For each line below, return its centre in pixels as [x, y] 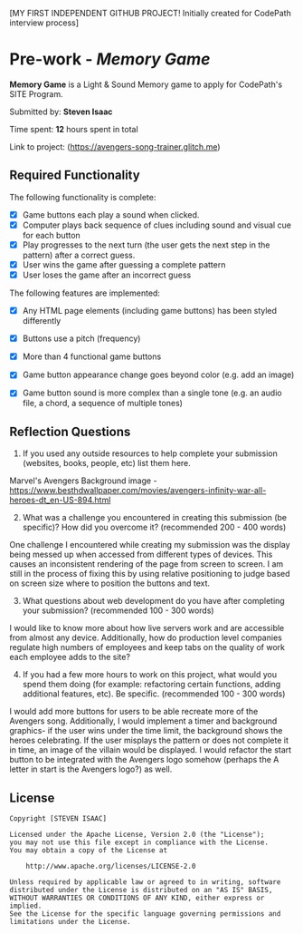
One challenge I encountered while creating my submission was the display [150, 545]
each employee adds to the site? [70, 657]
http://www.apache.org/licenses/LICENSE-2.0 [111, 866]
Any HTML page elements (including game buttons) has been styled [150, 311]
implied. [26, 906]
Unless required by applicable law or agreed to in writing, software [145, 882]
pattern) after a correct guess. [79, 255]
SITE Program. [36, 93]
